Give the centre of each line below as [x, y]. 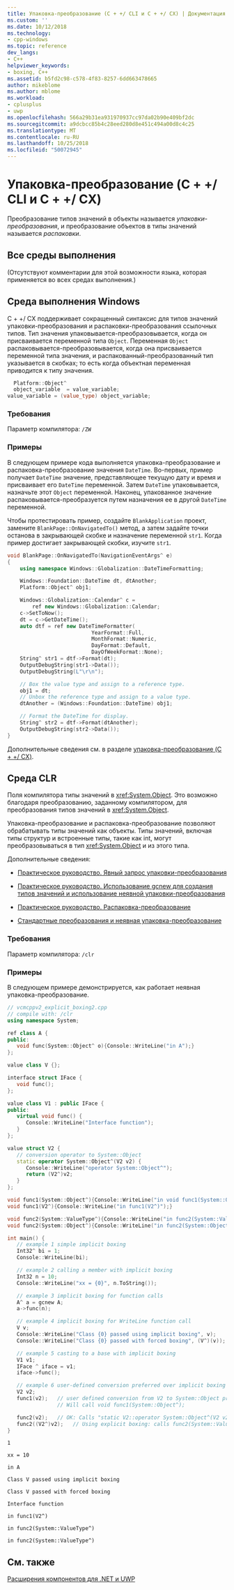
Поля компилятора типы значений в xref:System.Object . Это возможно [112, 795]
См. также [31, 1562]
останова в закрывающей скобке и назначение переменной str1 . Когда [115, 535]
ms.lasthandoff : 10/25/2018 [48, 144]
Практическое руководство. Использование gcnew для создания [115, 886]
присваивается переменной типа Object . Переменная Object [98, 341]
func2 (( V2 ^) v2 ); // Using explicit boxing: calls [93, 1424]
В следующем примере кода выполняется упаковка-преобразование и [114, 462]
